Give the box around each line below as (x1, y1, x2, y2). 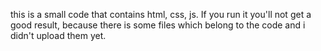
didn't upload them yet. (10, 30, 107, 41)
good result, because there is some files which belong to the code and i (10, 19, 306, 31)
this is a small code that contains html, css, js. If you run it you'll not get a (10, 9, 312, 20)
